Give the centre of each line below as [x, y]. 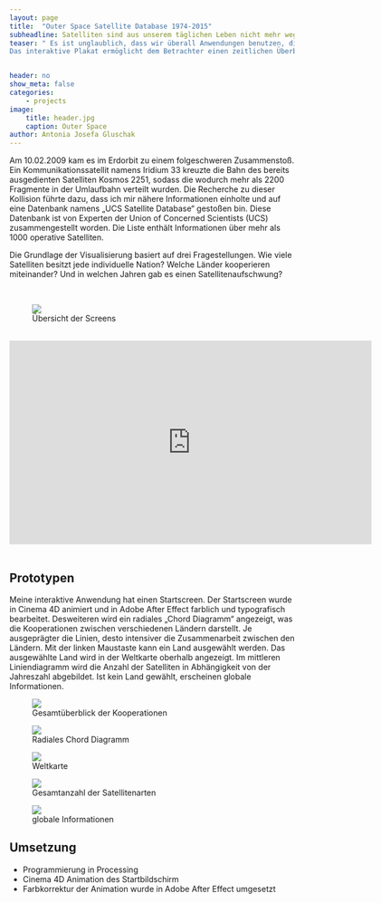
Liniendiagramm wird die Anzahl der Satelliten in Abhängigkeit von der [140, 667]
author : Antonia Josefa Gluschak [72, 135]
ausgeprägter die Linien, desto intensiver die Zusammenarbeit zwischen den [152, 638]
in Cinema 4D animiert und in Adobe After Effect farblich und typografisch [148, 609]
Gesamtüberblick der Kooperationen [100, 713]
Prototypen [42, 577]
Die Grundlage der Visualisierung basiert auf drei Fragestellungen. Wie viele [151, 255]
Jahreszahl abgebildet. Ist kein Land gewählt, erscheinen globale [130, 677]
